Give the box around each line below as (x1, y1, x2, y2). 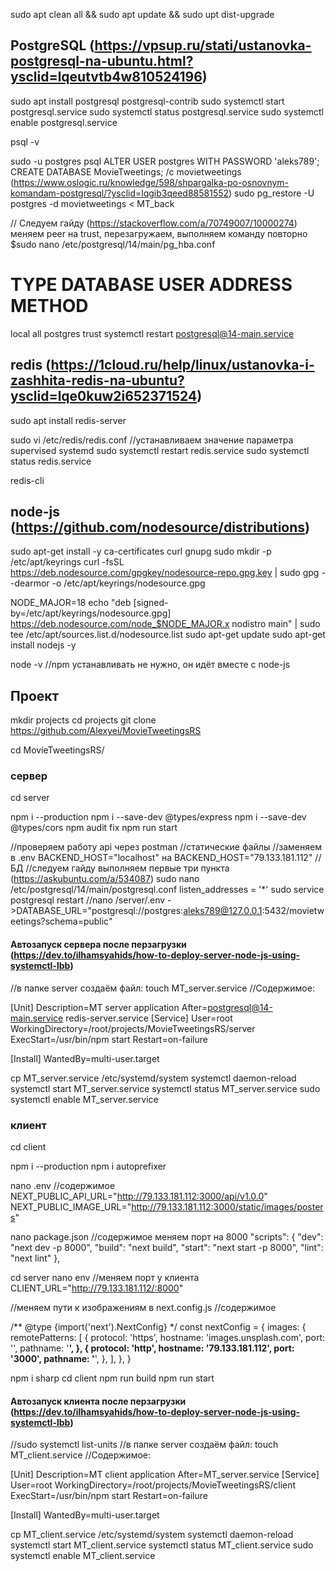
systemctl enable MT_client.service (10, 1550, 156, 1562)
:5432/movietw (261, 905, 325, 917)
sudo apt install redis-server (10, 414, 127, 426)
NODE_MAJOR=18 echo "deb (10, 597, 132, 609)
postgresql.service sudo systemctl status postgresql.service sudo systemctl (10, 105, 324, 118)
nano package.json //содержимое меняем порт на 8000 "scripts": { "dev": (10, 1230, 324, 1243)
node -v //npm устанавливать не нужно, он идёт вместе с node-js (10, 659, 291, 671)
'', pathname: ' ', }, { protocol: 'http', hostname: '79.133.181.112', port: (10, 1342, 295, 1354)
